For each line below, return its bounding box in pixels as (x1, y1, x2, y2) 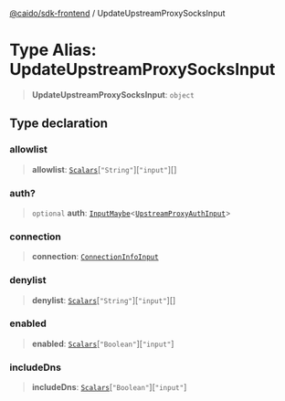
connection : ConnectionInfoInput (31, 251, 159, 262)
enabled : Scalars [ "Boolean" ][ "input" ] (31, 338, 174, 349)
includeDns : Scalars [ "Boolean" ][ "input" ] (31, 382, 187, 393)
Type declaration (9, 116, 108, 132)
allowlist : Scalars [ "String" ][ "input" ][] (31, 164, 177, 174)
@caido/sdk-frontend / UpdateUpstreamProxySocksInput (9, 8, 226, 18)
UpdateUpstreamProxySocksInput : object (31, 89, 195, 100)
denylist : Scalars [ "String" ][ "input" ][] (31, 294, 176, 305)
